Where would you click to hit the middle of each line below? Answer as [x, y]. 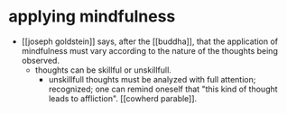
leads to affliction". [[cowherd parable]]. [123, 98]
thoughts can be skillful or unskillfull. [103, 70]
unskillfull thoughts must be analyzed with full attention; [152, 79]
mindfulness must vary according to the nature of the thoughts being [150, 50]
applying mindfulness [92, 17]
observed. [41, 60]
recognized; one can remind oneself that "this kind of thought [163, 89]
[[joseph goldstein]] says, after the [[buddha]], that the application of [150, 41]
